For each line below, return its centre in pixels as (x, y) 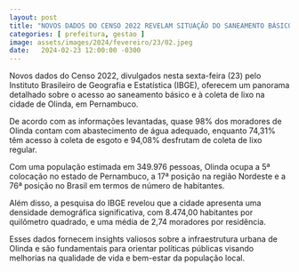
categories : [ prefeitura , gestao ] (77, 34)
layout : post (33, 17)
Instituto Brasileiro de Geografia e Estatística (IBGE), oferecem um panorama (149, 85)
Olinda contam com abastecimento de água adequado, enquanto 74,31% (142, 131)
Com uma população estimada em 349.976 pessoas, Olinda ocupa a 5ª (140, 167)
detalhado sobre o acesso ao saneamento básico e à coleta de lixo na (137, 95)
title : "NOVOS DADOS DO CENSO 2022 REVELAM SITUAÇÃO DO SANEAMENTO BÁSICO (151, 26)
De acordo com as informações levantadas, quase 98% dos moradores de (145, 122)
